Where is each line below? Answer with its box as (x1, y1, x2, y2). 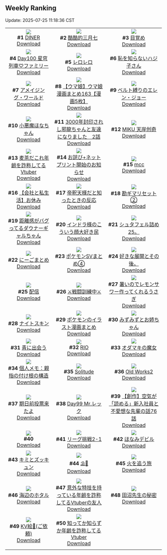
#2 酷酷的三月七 (60, 34, 98, 41)
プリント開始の (56, 161, 92, 168)
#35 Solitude (64, 368, 94, 375)
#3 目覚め (122, 34, 146, 41)
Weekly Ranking (5, 4, 57, 12)
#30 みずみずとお (108, 316, 150, 323)
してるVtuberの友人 (56, 499, 102, 506)
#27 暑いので (108, 281, 140, 288)
